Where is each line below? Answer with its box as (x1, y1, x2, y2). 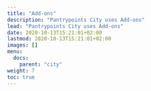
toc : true (7, 73, 36, 81)
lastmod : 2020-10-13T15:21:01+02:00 (7, 36, 111, 42)
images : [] (7, 42, 38, 49)
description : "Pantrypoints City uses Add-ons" (7, 16, 146, 23)
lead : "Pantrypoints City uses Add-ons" (7, 23, 124, 29)
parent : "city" (19, 61, 63, 68)
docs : (13, 55, 29, 62)
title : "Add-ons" (7, 10, 57, 17)
